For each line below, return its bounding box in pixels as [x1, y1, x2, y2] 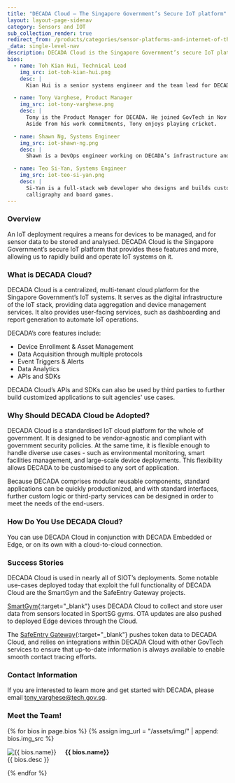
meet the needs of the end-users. [7, 499, 104, 508]
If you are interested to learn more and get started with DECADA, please [7, 686, 215, 694]
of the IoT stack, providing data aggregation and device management [7, 301, 206, 309]
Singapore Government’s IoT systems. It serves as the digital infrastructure [7, 293, 222, 301]
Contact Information [7, 670, 78, 680]
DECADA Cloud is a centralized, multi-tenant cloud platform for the [7, 286, 199, 294]
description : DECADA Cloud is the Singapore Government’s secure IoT [7, 50, 215, 57]
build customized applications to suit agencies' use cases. [7, 393, 176, 402]
